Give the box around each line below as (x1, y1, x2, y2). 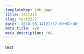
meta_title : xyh (5, 26, 39, 31)
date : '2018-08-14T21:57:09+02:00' (5, 21, 80, 26)
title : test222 (5, 12, 37, 17)
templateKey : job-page (5, 7, 53, 12)
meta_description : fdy (5, 30, 53, 35)
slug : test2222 (5, 16, 37, 21)
